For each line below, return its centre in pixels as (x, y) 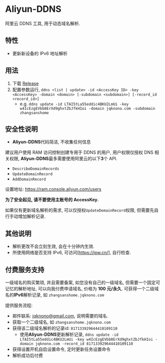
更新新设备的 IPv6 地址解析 (40, 53)
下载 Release (25, 83)
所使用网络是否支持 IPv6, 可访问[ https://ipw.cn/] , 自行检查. (72, 253)
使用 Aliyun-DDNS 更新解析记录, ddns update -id (69, 334)
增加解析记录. (32, 217)
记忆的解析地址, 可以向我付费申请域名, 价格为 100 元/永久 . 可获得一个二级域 (82, 289)
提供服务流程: (19, 305)
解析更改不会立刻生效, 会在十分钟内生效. (53, 246)
